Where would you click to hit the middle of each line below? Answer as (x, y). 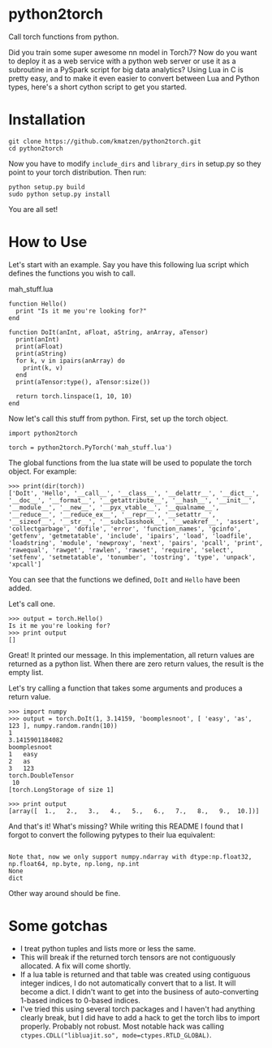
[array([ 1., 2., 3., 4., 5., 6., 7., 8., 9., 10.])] (134, 811)
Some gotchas (58, 926)
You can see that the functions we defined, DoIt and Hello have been (125, 579)
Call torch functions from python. (64, 37)
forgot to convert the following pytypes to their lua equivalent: (112, 834)
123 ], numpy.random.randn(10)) (63, 725)
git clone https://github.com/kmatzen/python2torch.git (105, 141)
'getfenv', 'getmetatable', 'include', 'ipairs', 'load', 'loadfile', (130, 536)
